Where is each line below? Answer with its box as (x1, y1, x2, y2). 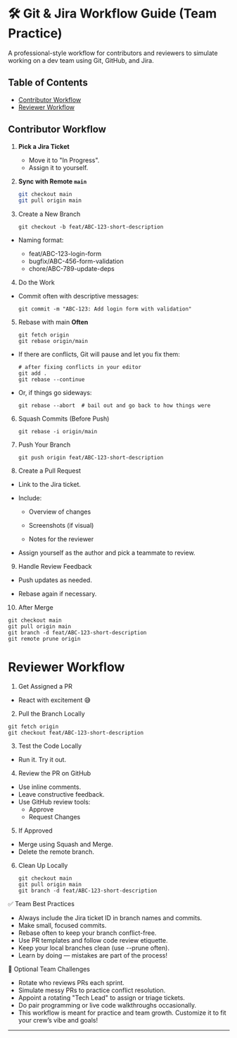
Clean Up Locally (18, 862, 68, 870)
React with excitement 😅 (18, 696, 91, 704)
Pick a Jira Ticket (18, 142, 70, 150)
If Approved (18, 826, 53, 835)
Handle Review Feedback (18, 562, 92, 571)
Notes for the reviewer (28, 535, 94, 543)
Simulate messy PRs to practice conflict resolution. (18, 986, 166, 995)
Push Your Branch (18, 440, 71, 449)
